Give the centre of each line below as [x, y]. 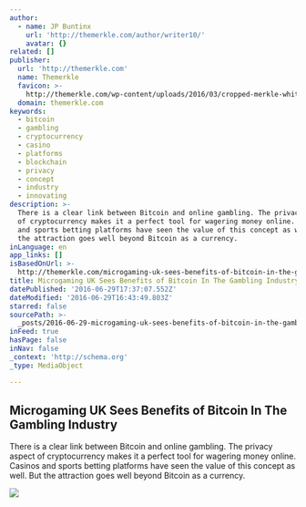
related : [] [32, 52]
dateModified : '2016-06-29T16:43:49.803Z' [91, 297]
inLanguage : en [38, 247]
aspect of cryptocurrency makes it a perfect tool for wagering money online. [153, 456]
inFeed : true [34, 332]
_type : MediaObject [46, 366]
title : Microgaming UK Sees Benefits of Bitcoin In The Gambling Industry [154, 281]
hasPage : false [38, 340]
